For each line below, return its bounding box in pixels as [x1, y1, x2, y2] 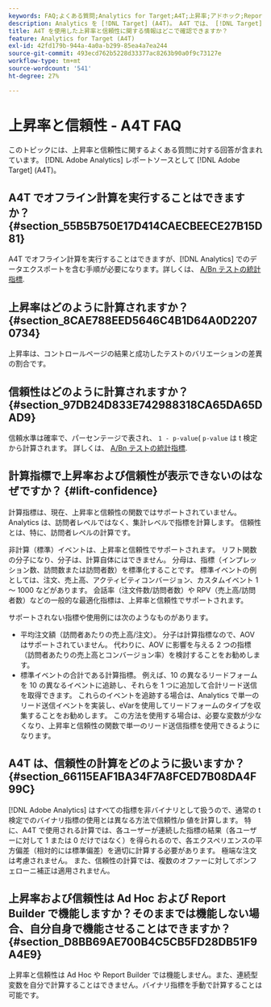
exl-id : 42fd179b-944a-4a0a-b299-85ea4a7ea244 [8, 42, 168, 50]
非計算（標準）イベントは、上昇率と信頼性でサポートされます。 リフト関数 [8, 544, 257, 554]
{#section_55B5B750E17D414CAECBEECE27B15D [8, 219, 263, 233]
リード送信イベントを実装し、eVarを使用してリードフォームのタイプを [19, 700, 254, 710]
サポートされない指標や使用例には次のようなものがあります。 [8, 612, 213, 622]
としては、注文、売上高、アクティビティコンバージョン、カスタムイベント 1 [8, 575, 259, 585]
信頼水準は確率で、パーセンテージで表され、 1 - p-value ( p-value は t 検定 [8, 434, 258, 442]
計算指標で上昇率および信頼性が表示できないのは [8, 469, 252, 483]
